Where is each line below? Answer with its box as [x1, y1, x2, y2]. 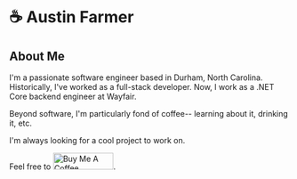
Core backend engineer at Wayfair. [9, 91, 137, 102]
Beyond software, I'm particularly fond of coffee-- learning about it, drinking [9, 109, 289, 118]
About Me [9, 48, 65, 63]
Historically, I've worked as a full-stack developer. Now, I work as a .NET [9, 82, 275, 92]
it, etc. [9, 118, 33, 128]
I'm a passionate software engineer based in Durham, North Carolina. [9, 72, 263, 83]
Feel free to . [9, 161, 116, 172]
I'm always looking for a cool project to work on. [9, 135, 186, 145]
